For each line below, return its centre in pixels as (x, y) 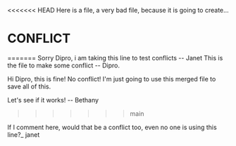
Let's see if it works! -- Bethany (53, 100)
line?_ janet (24, 134)
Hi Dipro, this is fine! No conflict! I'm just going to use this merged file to (112, 79)
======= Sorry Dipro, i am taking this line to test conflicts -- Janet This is (115, 58)
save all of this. (29, 86)
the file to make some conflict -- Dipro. (64, 65)
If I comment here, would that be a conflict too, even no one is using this (112, 127)
